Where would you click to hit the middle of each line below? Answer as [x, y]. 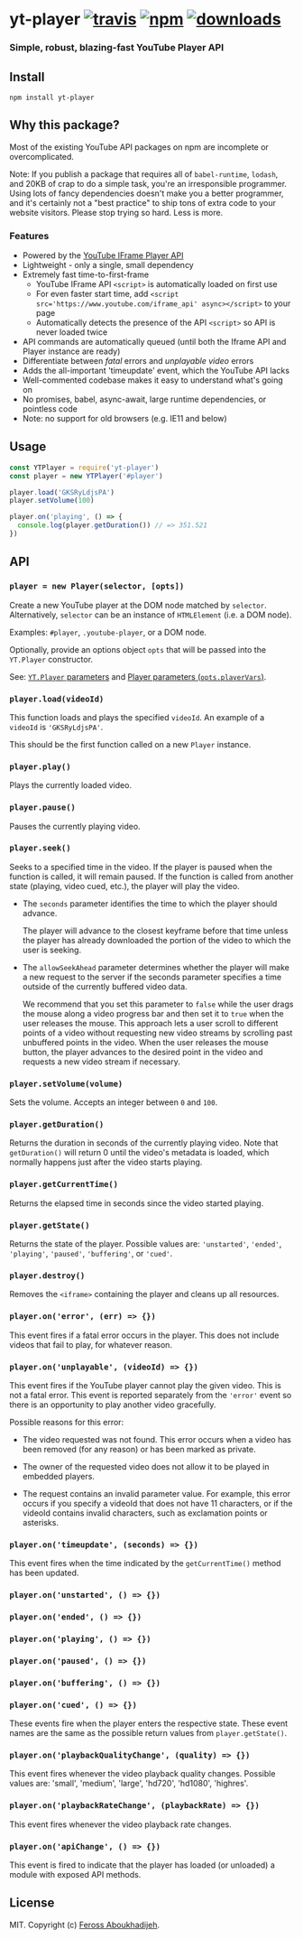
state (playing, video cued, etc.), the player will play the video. [125, 886]
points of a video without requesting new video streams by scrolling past [157, 1033]
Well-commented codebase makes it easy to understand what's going [153, 380]
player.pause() [43, 807]
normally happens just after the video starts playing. [106, 1162]
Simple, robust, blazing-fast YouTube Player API [116, 48]
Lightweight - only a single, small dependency [108, 265]
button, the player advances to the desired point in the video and [142, 1052]
